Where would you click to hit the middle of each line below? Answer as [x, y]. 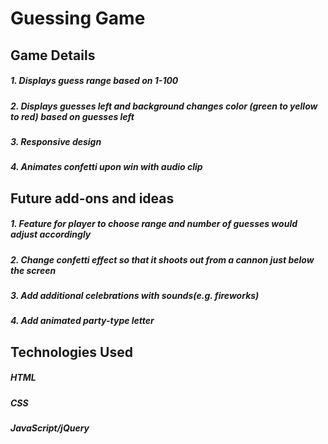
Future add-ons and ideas [92, 198]
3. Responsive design [56, 141]
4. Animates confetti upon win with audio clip [106, 167]
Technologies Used [71, 352]
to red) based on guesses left [72, 116]
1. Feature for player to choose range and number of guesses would [154, 224]
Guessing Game [78, 18]
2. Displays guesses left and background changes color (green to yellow [164, 106]
